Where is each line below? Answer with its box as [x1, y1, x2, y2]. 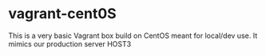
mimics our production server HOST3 [8, 39, 132, 48]
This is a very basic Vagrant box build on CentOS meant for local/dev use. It [8, 31, 258, 40]
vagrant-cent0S [8, 5, 117, 23]
